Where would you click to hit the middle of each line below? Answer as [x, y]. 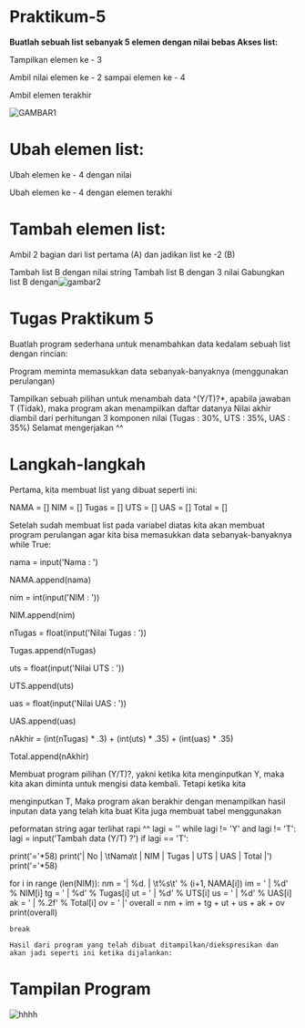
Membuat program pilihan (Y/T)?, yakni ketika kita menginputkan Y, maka [147, 774]
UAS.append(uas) [43, 721]
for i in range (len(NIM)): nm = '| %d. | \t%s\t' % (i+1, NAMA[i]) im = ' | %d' [149, 883]
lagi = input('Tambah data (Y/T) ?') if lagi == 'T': [99, 838]
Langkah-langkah [78, 464]
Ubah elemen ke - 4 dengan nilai [71, 174]
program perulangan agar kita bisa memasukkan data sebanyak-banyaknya [151, 534]
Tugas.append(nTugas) [53, 650]
